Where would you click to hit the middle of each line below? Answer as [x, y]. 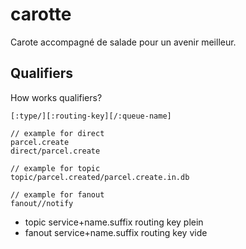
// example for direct [57, 133]
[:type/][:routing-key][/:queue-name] [91, 116]
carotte [41, 14]
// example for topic [55, 168]
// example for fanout [57, 194]
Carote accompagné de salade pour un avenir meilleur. [123, 42]
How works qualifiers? [56, 97]
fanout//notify [42, 203]
